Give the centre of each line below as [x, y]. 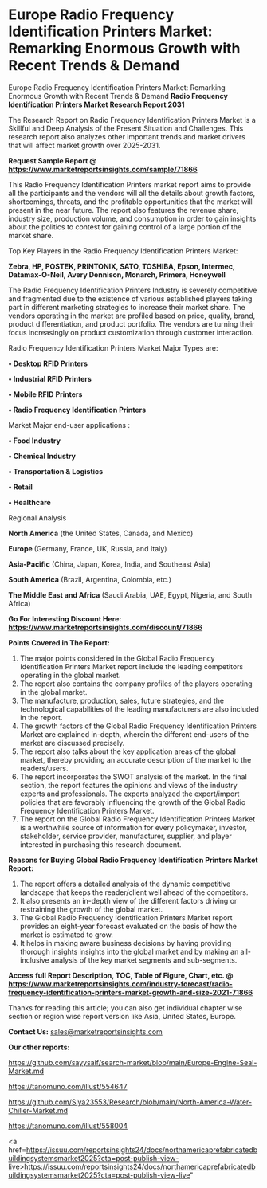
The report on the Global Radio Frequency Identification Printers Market [137, 819]
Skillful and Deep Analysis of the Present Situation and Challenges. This [126, 128]
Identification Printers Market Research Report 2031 [96, 104]
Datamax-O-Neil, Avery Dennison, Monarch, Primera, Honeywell [117, 274]
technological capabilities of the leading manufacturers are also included [139, 709]
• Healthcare [30, 502]
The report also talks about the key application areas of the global [128, 751]
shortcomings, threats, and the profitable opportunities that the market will [130, 202]
